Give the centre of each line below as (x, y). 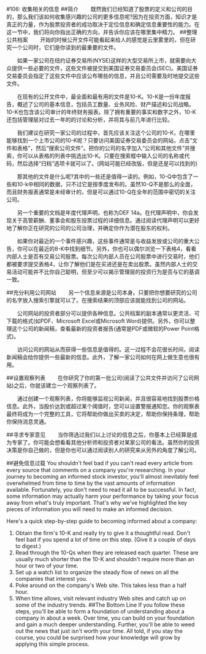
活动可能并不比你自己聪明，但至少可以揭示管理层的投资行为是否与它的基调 (105, 272)
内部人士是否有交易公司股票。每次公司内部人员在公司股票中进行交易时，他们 (103, 256)
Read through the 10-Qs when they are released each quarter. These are (107, 553)
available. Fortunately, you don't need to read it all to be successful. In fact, (101, 490)
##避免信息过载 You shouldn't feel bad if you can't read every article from (100, 463)
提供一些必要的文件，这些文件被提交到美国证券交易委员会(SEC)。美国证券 (105, 68)
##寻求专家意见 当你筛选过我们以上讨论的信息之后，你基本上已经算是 (99, 435)
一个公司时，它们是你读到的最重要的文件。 (65, 47)
